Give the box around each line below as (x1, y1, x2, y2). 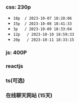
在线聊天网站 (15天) (6, 92, 52, 99)
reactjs (6, 63, 23, 70)
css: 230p (6, 4, 31, 11)
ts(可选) (6, 77, 25, 84)
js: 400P (6, 49, 27, 56)
